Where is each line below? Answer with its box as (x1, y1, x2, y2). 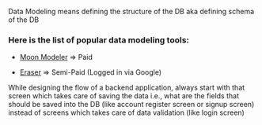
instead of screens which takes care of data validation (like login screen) (8, 108, 245, 117)
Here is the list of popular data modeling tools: (8, 35, 190, 46)
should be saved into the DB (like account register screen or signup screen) (8, 100, 255, 109)
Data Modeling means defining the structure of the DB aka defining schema (8, 7, 255, 16)
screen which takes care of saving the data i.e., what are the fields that (8, 91, 240, 101)
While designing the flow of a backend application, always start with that (8, 83, 245, 93)
